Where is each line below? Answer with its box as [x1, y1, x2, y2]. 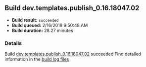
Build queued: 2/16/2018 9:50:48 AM [11, 22, 88, 28]
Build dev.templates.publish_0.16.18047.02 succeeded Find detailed [4, 51, 142, 57]
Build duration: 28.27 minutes [11, 27, 74, 33]
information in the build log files [4, 56, 69, 62]
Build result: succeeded [11, 17, 59, 23]
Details [4, 39, 22, 46]
